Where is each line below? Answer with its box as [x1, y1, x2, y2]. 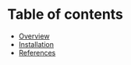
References [18, 48, 56, 57]
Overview [18, 31, 50, 41]
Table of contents [7, 5, 124, 23]
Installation [18, 39, 55, 49]
